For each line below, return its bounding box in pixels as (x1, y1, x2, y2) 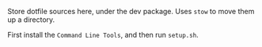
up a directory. (7, 15, 55, 24)
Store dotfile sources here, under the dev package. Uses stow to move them (7, 7, 255, 16)
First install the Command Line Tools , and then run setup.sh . (7, 31, 199, 39)
